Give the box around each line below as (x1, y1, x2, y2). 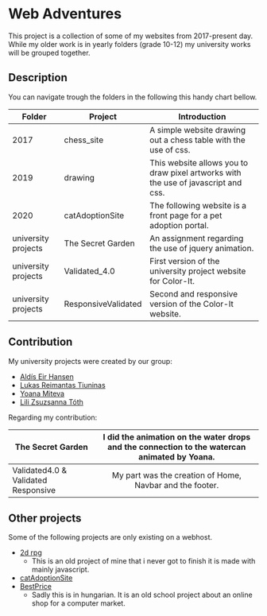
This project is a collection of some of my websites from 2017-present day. (8, 31, 253, 41)
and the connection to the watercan (106, 441, 246, 452)
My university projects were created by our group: (8, 356, 172, 366)
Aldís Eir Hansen (19, 371, 74, 382)
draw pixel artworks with (149, 167, 242, 178)
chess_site (64, 134, 104, 145)
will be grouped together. (8, 48, 91, 57)
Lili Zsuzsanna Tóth (19, 397, 83, 406)
